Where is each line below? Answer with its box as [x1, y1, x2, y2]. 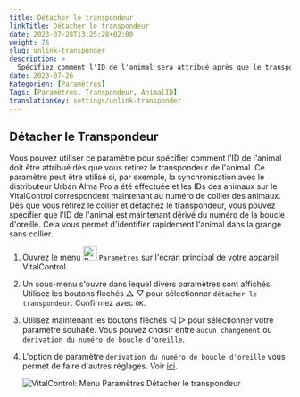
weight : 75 [9, 37, 50, 47]
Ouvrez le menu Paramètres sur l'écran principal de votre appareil [21, 252, 279, 263]
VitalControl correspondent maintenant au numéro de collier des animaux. [9, 191, 281, 202]
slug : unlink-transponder [9, 46, 105, 55]
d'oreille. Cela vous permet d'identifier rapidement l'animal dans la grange [9, 219, 282, 230]
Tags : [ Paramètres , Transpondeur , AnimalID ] [9, 87, 178, 96]
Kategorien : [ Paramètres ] [9, 79, 105, 88]
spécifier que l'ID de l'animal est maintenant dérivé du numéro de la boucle [9, 210, 286, 220]
